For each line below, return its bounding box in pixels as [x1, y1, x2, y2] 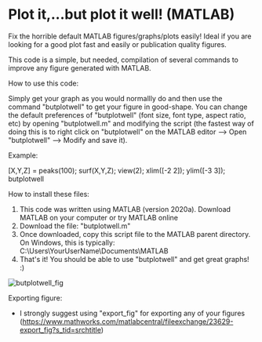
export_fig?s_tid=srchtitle [19, 325, 102, 334]
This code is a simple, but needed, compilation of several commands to [8, 55, 239, 64]
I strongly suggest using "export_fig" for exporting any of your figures [19, 308, 246, 318]
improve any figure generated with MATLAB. [8, 63, 151, 72]
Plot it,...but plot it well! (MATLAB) [8, 5, 235, 24]
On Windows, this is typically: [19, 238, 115, 247]
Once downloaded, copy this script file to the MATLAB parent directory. [19, 229, 251, 238]
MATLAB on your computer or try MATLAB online [19, 213, 179, 222]
